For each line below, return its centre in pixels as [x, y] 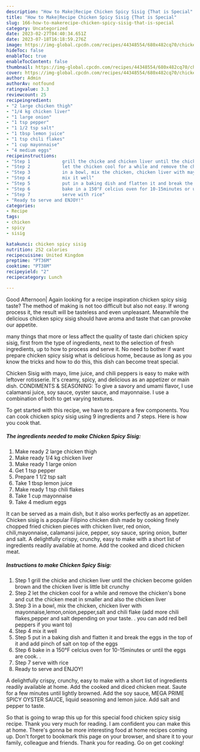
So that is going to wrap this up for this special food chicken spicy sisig [93, 717]
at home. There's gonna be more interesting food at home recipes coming [97, 730]
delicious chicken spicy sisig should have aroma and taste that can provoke [99, 318]
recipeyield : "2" [28, 272]
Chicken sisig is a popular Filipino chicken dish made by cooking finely [93, 520]
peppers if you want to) [43, 624]
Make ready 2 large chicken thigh [56, 451]
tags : [13, 217]
